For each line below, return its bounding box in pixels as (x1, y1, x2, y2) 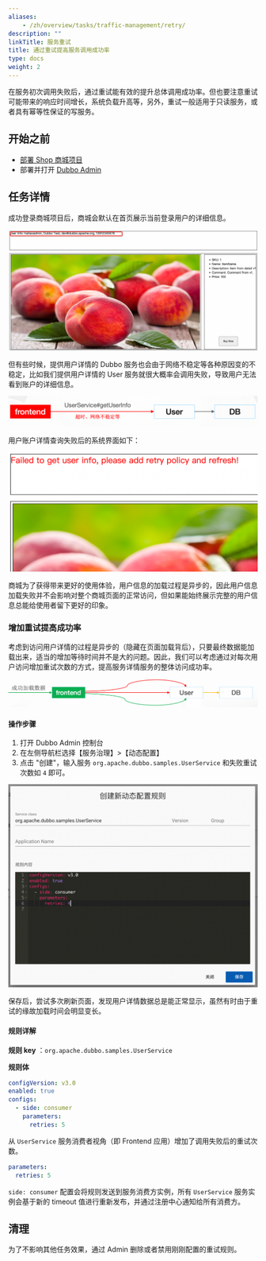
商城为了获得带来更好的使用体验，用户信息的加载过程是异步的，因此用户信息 (8, 581, 258, 590)
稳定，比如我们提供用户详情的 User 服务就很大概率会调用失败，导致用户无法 (8, 369, 257, 379)
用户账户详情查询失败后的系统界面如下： (8, 435, 140, 445)
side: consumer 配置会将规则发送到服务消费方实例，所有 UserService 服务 (8, 1186, 249, 1196)
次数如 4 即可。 (19, 768, 70, 778)
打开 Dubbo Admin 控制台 (19, 738, 104, 748)
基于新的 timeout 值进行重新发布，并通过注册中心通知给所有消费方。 (21, 1197, 245, 1206)
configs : (8, 1096, 37, 1104)
